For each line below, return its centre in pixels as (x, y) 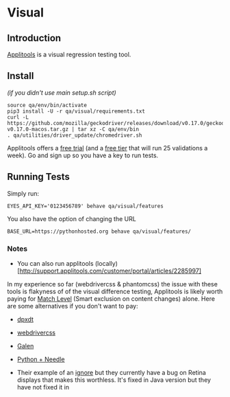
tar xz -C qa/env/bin (108, 129)
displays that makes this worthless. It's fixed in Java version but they (114, 380)
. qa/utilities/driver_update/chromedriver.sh (75, 135)
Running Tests (38, 177)
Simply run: (23, 193)
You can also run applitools (55, 263)
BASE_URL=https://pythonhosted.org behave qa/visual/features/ (99, 231)
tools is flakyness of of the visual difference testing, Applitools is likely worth (115, 291)
